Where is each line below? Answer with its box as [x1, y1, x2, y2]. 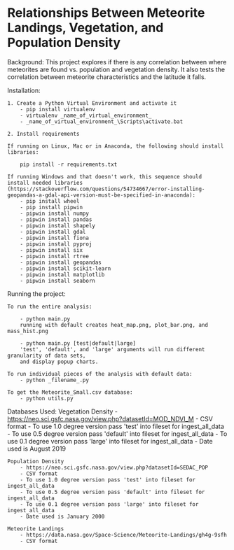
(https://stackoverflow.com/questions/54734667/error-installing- [7, 185, 205, 192]
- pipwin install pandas [20, 216, 92, 223]
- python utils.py [20, 395, 74, 402]
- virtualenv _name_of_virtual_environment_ [20, 112, 152, 119]
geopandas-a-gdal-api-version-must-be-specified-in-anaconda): [7, 191, 196, 199]
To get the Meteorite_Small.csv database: [7, 388, 133, 396]
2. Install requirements [7, 130, 80, 137]
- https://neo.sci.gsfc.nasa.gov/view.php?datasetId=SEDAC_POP [20, 464, 209, 471]
